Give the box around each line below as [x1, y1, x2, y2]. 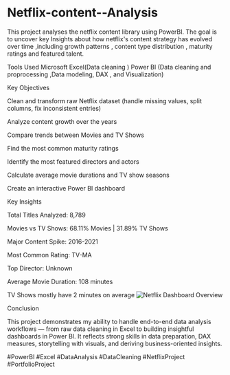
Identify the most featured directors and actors [7, 157, 139, 166]
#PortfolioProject [7, 360, 55, 368]
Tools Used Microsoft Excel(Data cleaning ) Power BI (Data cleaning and [7, 63, 211, 71]
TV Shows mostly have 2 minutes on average [7, 290, 135, 299]
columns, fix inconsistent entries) [7, 104, 102, 112]
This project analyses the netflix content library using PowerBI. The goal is [7, 28, 218, 36]
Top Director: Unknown [7, 264, 73, 272]
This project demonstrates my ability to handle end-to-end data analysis [7, 317, 211, 325]
